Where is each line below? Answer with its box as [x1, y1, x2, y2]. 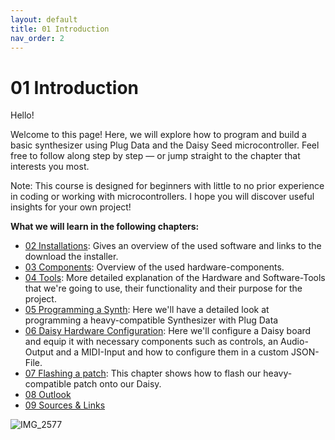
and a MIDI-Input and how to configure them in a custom [55, 346, 290, 358]
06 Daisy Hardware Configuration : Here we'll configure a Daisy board [24, 325, 312, 337]
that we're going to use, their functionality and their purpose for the [24, 282, 303, 295]
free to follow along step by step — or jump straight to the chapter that [10, 150, 301, 162]
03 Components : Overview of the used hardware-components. [24, 261, 285, 273]
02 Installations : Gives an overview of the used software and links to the [24, 240, 322, 252]
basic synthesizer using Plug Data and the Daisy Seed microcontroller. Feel [10, 139, 320, 151]
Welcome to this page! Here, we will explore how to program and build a [10, 129, 307, 141]
